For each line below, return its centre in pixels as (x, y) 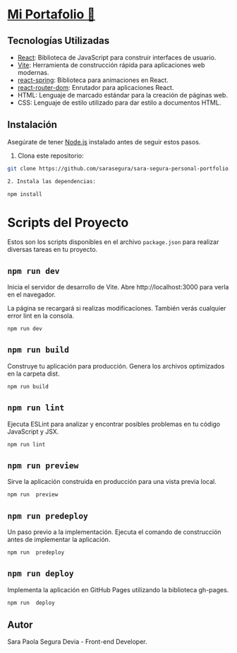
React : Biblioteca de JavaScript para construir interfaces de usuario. (117, 57)
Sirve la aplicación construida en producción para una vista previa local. (112, 482)
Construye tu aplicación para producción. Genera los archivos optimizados (116, 366)
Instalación (32, 125)
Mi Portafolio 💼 (51, 15)
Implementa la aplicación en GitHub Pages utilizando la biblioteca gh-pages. (118, 589)
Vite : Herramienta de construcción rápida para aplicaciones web (111, 65)
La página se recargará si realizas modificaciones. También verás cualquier (117, 308)
